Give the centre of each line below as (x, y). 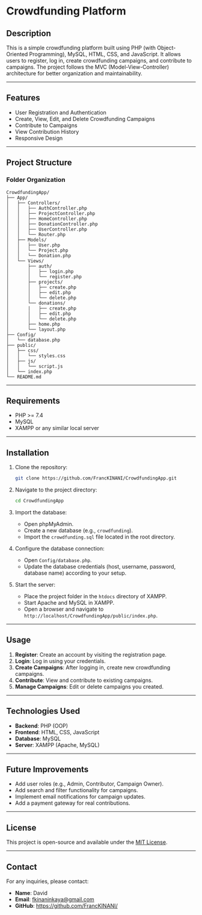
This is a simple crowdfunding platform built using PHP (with (81, 48)
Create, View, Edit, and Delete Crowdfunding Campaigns (85, 119)
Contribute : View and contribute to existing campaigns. (84, 680)
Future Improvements (47, 769)
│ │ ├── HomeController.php (47, 219)
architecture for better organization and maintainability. (74, 73)
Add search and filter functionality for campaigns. (76, 790)
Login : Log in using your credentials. (60, 661)
